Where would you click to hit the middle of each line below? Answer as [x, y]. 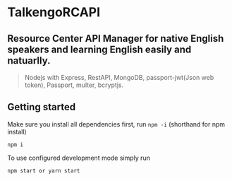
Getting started [42, 107]
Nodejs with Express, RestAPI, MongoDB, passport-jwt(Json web [119, 77]
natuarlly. [29, 60]
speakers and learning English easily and [99, 49]
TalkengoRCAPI [54, 12]
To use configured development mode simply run [79, 158]
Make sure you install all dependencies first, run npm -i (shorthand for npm [116, 124]
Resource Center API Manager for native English [116, 39]
